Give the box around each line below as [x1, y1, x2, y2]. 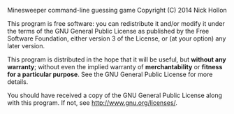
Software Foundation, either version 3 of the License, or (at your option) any [7, 34, 226, 43]
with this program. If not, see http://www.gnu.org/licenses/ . [7, 99, 178, 107]
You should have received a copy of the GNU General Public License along [7, 91, 222, 99]
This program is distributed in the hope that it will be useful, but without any [7, 55, 227, 64]
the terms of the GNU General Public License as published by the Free [7, 27, 210, 35]
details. [7, 78, 29, 86]
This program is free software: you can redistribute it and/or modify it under [7, 20, 225, 27]
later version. [7, 42, 45, 50]
